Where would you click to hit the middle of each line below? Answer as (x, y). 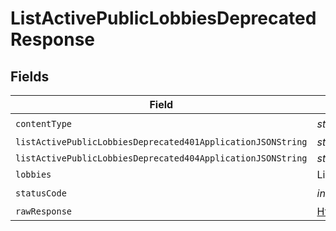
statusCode (41, 193)
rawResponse (44, 211)
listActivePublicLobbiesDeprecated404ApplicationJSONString (161, 158)
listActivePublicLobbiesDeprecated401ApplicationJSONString (161, 142)
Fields (30, 76)
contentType (44, 123)
